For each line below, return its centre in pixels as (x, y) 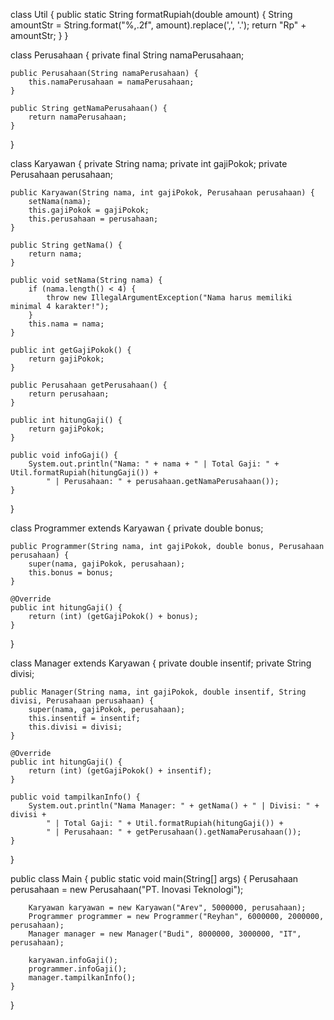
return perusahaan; (69, 394)
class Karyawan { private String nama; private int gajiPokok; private (149, 163)
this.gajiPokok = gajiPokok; (89, 210)
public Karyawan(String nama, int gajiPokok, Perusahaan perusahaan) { (162, 193)
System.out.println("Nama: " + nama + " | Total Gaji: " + (154, 464)
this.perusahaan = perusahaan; (93, 219)
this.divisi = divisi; (75, 727)
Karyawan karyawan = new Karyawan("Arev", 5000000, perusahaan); (167, 908)
